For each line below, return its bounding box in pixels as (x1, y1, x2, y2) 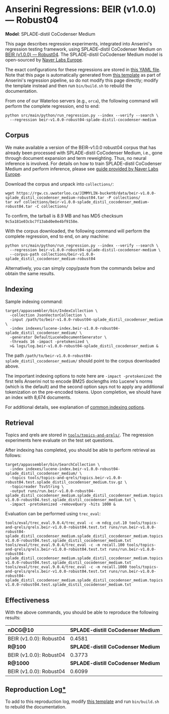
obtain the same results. (5, 270, 55, 276)
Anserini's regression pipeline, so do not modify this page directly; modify (5, 77, 158, 83)
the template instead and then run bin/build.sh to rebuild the (5, 82, 132, 89)
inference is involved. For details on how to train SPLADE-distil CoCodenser (5, 160, 162, 166)
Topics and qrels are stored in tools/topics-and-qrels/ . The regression (5, 432, 154, 438)
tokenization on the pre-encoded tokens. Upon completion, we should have (5, 389, 162, 395)
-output (10, 489, 26, 494)
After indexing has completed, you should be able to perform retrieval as (5, 447, 156, 453)
